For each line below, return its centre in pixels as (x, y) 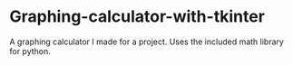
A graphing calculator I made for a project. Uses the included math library (146, 42)
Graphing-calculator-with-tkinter (137, 17)
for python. (30, 51)
